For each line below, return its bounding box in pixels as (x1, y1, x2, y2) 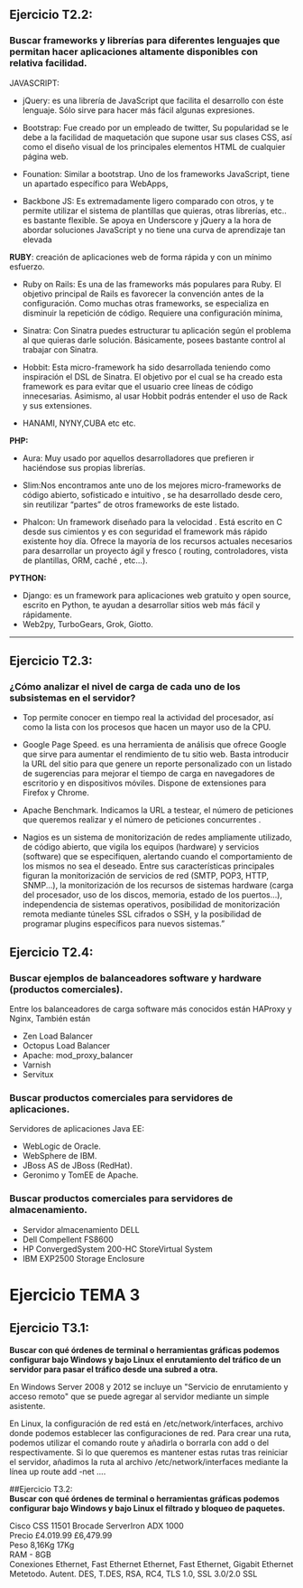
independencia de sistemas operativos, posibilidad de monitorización (22, 899, 280, 910)
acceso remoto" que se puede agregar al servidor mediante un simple (9, 1391, 270, 1402)
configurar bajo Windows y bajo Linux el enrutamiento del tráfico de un (9, 1354, 281, 1365)
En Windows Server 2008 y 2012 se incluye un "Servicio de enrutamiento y (9, 1381, 289, 1392)
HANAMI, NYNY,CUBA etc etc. (22, 418, 137, 428)
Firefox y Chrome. (22, 787, 90, 798)
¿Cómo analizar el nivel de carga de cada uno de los (9, 681, 241, 692)
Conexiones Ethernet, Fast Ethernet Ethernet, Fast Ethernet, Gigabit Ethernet (9, 1558, 294, 1569)
